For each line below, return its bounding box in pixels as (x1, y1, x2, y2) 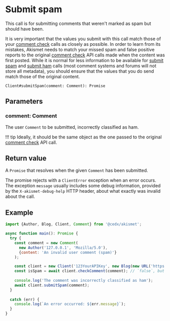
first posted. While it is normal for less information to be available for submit (5, 57, 164, 63)
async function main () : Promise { (5, 231, 79, 236)
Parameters (5, 97, 43, 106)
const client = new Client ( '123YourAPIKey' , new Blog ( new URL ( (14, 264, 151, 269)
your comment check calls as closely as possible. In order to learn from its (5, 41, 161, 47)
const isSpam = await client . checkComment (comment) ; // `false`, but (14, 269, 165, 274)
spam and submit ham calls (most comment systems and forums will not (5, 63, 156, 69)
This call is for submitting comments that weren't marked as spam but (5, 20, 151, 26)
